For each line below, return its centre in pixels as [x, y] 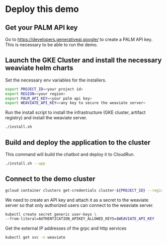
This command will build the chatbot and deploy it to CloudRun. [70, 154]
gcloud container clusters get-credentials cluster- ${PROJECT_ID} [75, 190]
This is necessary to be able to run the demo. [51, 45]
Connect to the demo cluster [50, 179]
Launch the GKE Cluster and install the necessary [83, 60]
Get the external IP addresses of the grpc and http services [66, 228]
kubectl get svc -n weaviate [35, 238]
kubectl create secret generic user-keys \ [51, 214]
